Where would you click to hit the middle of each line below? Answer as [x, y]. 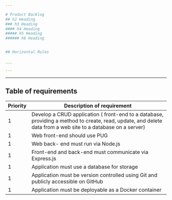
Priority [17, 105]
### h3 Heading [21, 24]
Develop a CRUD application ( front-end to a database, [98, 114]
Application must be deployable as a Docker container [96, 190]
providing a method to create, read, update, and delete [97, 121]
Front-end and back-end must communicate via [90, 152]
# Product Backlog [25, 14]
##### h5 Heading [24, 34]
